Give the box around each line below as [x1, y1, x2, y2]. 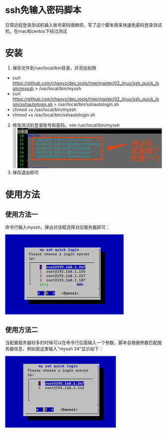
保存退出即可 [12, 170, 39, 176]
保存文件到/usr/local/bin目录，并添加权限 [12, 65, 96, 71]
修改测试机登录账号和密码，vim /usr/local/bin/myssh [12, 122, 120, 128]
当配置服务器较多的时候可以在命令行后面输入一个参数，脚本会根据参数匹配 [5, 339, 158, 346]
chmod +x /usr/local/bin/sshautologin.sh [12, 111, 95, 117]
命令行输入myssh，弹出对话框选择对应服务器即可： [5, 224, 110, 230]
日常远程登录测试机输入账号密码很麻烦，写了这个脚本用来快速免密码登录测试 [5, 22, 162, 28]
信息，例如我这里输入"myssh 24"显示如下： [13, 346, 103, 352]
